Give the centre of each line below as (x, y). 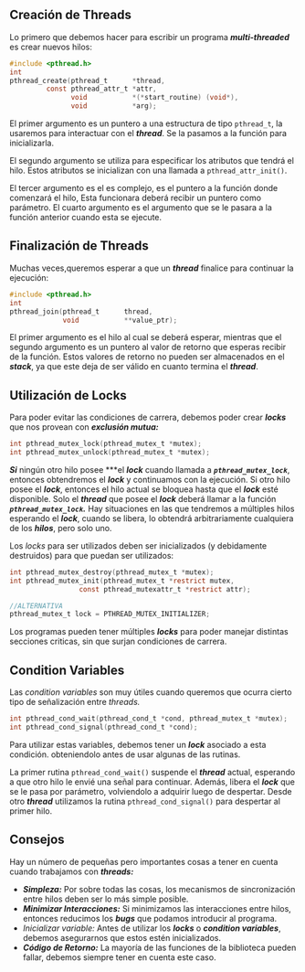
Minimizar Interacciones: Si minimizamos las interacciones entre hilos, (157, 908)
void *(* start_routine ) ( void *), (155, 98)
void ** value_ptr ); (120, 320)
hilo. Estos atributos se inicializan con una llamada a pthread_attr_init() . (148, 171)
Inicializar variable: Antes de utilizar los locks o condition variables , (152, 928)
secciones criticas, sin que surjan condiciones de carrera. (118, 641)
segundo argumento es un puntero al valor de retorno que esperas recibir (148, 347)
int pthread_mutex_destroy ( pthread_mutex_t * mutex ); (112, 572)
